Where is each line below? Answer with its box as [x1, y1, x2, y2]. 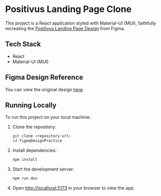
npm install [12, 157, 37, 162]
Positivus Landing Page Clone [5, 4, 131, 15]
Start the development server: [12, 166, 74, 172]
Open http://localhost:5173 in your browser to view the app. [12, 184, 135, 191]
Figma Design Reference [5, 73, 83, 82]
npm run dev [12, 176, 37, 181]
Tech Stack [5, 40, 41, 49]
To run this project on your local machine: [5, 114, 91, 120]
